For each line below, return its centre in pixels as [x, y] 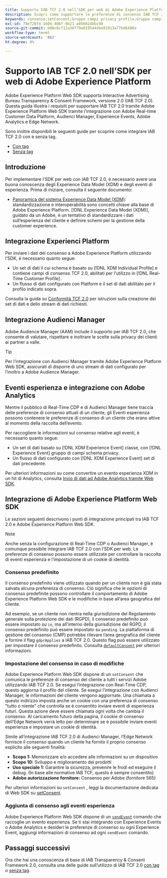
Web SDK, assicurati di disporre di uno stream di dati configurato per [76, 367]
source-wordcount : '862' [31, 38]
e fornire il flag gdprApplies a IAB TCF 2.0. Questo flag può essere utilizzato [83, 640]
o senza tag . [18, 871]
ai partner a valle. [23, 342]
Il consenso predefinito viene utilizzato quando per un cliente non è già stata [83, 583]
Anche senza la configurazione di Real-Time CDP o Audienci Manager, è [79, 543]
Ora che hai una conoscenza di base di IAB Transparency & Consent [75, 860]
